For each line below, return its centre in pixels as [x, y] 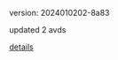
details [21, 47]
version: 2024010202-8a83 [59, 13]
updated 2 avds [38, 30]
